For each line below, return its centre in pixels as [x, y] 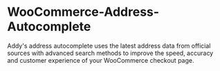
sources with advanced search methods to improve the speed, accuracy [110, 53]
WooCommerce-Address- [83, 12]
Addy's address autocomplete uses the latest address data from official [109, 45]
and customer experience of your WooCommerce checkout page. [101, 60]
